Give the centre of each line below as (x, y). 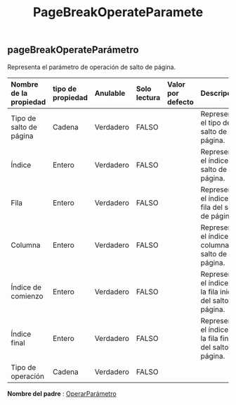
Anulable (110, 93)
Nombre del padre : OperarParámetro (62, 393)
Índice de (26, 287)
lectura (148, 97)
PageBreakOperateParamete (118, 12)
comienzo (27, 296)
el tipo (211, 123)
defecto (181, 101)
